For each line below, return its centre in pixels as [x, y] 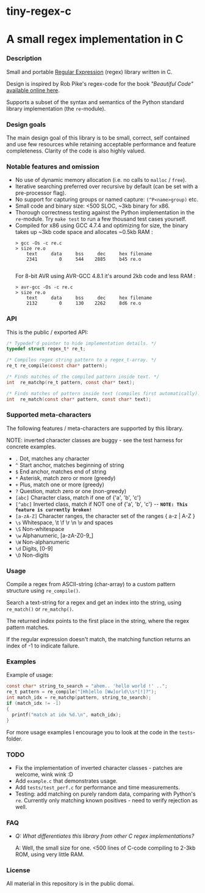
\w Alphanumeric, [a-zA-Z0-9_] [54, 535]
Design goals [26, 124]
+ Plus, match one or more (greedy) [60, 484]
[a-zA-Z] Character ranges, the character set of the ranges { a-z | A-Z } [105, 516]
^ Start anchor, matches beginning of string [70, 465]
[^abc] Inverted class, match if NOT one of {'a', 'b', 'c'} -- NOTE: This [101, 504]
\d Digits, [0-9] [34, 548]
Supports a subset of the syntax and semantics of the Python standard [95, 102]
